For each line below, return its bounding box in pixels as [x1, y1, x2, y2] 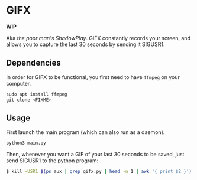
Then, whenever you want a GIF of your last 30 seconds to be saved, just [6, 151, 185, 158]
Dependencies [6, 58, 61, 68]
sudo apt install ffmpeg [6, 91, 67, 97]
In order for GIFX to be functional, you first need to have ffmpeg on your [6, 73, 180, 80]
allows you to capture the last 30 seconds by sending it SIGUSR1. [6, 41, 165, 48]
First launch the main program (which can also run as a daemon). [6, 129, 165, 136]
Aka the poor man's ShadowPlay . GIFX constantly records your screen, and [6, 34, 191, 41]
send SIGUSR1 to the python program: [6, 157, 99, 164]
